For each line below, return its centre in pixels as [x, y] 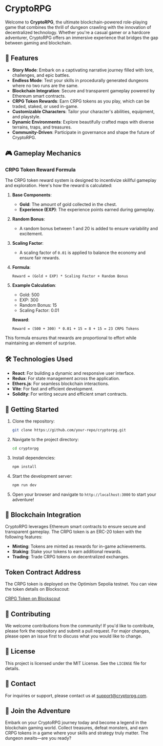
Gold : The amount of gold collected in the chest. [68, 204]
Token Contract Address [43, 572]
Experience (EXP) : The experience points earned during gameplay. [87, 210]
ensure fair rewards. [40, 258]
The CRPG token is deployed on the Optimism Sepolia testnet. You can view [81, 584]
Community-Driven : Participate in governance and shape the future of [83, 132]
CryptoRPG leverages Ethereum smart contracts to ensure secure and [75, 527]
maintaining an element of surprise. [41, 343]
